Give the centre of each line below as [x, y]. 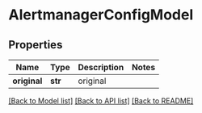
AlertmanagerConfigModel [101, 15]
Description [101, 67]
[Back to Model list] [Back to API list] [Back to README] [101, 101]
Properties [36, 45]
